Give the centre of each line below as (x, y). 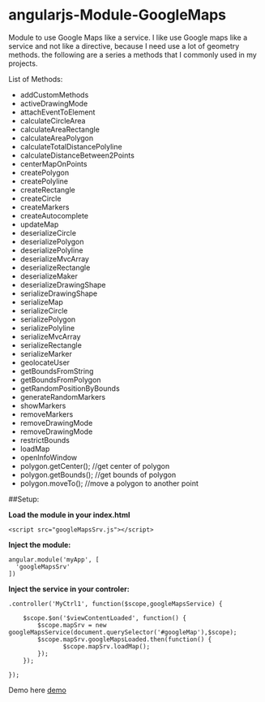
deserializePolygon (52, 241)
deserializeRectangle (55, 267)
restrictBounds (45, 440)
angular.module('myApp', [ (54, 559)
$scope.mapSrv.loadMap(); (107, 646)
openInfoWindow (49, 457)
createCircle (41, 198)
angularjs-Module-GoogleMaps (118, 15)
